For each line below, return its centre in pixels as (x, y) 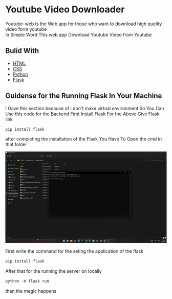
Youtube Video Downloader (65, 10)
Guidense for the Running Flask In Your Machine (84, 96)
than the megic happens (31, 291)
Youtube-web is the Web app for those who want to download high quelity (84, 24)
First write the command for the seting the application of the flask (74, 251)
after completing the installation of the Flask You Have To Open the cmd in (84, 139)
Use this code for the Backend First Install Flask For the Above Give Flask (82, 114)
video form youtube (26, 29)
